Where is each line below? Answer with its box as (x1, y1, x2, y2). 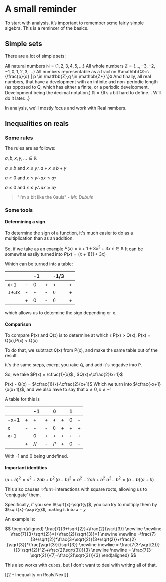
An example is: (5, 516, 36, 522)
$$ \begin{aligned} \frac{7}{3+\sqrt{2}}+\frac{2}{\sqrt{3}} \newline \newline (5, 526, 162, 532)
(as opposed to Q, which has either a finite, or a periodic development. (5, 84, 149, 90)
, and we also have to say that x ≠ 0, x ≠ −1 (24, 386, 111, 393)
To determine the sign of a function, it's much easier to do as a (5, 230, 133, 236)
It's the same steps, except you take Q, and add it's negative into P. (5, 362, 142, 368)
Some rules (5, 134, 33, 141)
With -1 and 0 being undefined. (5, 453, 68, 459)
